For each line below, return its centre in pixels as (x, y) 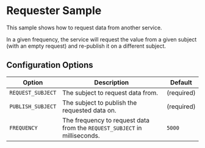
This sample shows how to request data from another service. (84, 28)
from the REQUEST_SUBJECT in (102, 128)
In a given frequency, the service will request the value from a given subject (102, 39)
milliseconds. (81, 135)
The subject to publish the (99, 103)
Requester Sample (54, 11)
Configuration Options (50, 65)
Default (181, 82)
